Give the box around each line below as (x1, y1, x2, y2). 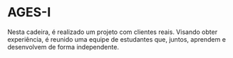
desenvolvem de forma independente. (7, 42, 120, 51)
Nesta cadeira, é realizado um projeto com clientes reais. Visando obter (7, 28, 218, 36)
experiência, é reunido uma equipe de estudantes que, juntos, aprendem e (7, 35, 227, 43)
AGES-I (7, 4, 51, 21)
